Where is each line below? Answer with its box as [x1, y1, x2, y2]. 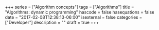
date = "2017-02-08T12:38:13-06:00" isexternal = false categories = [5, 15, 142, 20]
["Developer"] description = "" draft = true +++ [5, 19, 100, 25]
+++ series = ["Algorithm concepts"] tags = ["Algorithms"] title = [5, 4, 135, 10]
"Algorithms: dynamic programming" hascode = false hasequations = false [5, 9, 155, 15]
